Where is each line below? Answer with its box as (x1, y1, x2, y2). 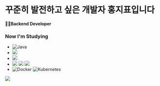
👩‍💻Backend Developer (5, 20, 51, 27)
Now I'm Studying (5, 33, 49, 39)
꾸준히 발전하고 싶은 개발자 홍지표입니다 (5, 4, 155, 16)
